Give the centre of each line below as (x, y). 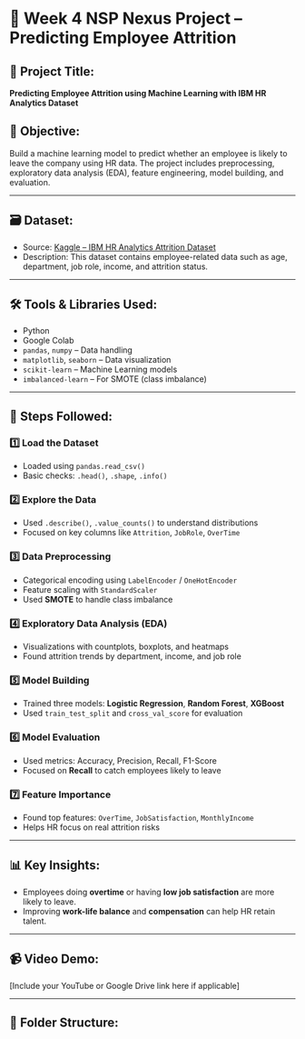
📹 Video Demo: (54, 959)
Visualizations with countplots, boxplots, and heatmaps (126, 647)
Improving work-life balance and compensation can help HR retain (148, 911)
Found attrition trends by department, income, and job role (132, 656)
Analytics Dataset (44, 103)
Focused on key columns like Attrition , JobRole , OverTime (131, 533)
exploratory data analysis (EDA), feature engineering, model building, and (147, 173)
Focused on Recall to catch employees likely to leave (122, 770)
